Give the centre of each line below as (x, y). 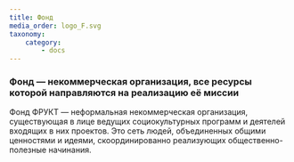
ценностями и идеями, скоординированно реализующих (118, 141)
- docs (53, 51)
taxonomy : (28, 34)
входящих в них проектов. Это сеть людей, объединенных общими (138, 131)
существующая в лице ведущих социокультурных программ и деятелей (147, 122)
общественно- (255, 141)
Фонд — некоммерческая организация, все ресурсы (131, 82)
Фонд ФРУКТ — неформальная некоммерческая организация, (128, 112)
